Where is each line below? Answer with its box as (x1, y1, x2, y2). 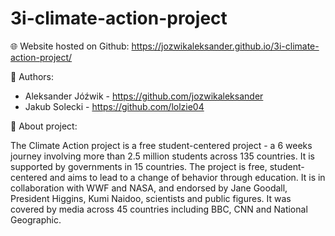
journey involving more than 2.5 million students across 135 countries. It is (10, 150, 315, 162)
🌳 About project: (10, 120, 78, 132)
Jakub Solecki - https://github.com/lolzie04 (24, 100, 205, 112)
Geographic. (10, 213, 62, 226)
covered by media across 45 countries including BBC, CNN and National (10, 203, 308, 215)
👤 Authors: (10, 70, 55, 82)
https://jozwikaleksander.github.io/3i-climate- (131, 40, 320, 52)
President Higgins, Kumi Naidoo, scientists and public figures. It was (10, 192, 292, 204)
